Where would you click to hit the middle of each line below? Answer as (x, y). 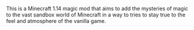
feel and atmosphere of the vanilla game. (56, 21)
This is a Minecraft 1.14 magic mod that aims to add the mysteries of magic (97, 9)
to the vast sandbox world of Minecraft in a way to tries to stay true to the (96, 15)
